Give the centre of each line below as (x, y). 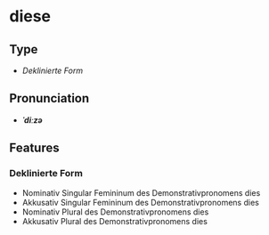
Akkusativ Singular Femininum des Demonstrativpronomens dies (141, 202)
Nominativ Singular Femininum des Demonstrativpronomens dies (141, 192)
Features (34, 148)
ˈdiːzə (32, 120)
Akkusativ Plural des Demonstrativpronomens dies (114, 221)
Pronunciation (49, 98)
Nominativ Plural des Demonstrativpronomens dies (115, 212)
